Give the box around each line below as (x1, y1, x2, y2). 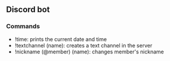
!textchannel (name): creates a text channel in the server (14, 42, 152, 49)
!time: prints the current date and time (14, 35, 107, 43)
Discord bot (6, 5, 50, 15)
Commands (6, 22, 40, 30)
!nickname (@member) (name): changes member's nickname (14, 48, 164, 55)
